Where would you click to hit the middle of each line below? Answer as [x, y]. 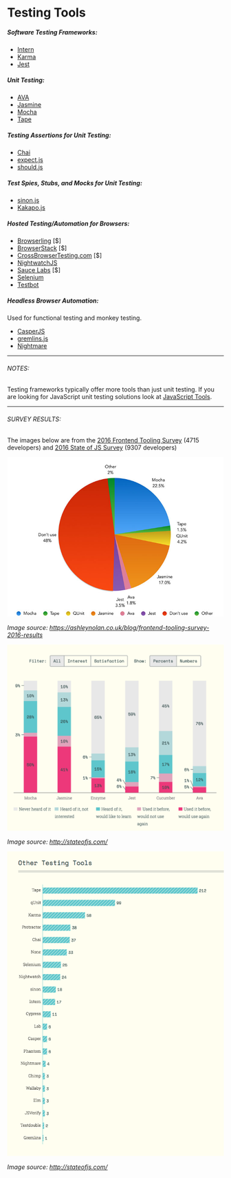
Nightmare [32, 346]
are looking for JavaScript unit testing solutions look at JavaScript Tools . [110, 397]
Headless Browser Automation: [53, 301]
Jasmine [29, 105]
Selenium [30, 278]
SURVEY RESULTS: [34, 419]
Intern [25, 50]
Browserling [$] [39, 241]
